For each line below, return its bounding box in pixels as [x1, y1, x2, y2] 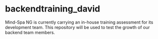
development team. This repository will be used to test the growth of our [5, 24, 150, 30]
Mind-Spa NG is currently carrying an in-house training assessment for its [5, 19, 154, 25]
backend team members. [5, 29, 55, 35]
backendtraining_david [5, 3, 101, 14]
